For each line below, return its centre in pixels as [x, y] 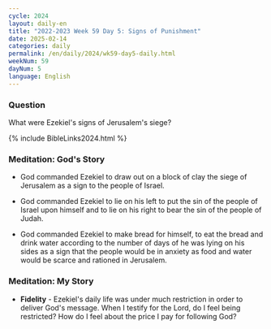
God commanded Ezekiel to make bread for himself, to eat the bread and [142, 234]
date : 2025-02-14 [38, 39]
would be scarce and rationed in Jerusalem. [94, 260]
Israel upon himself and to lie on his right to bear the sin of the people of [141, 210]
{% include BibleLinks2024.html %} [68, 138]
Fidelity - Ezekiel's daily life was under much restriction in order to [131, 299]
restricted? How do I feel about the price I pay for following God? [128, 316]
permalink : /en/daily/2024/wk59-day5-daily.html [92, 54]
